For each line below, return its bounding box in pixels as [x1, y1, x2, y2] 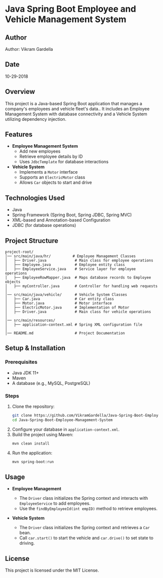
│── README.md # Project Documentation [5, 331, 125, 336]
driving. [19, 540, 35, 546]
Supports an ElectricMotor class [19, 175, 85, 180]
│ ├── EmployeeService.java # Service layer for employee [5, 267, 136, 272]
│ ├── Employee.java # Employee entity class [5, 263, 125, 267]
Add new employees [19, 148, 61, 155]
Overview [5, 88, 36, 96]
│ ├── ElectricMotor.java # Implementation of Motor [5, 305, 130, 310]
